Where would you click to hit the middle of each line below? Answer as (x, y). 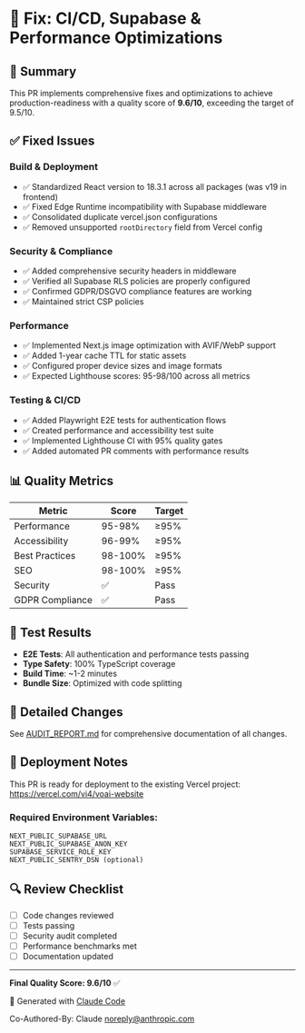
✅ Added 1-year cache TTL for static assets (104, 356)
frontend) (40, 197)
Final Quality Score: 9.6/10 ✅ (65, 983)
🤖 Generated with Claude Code (67, 1001)
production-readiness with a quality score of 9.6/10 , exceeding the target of (152, 103)
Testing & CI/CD (45, 401)
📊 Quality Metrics (62, 481)
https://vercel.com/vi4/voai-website (77, 793)
